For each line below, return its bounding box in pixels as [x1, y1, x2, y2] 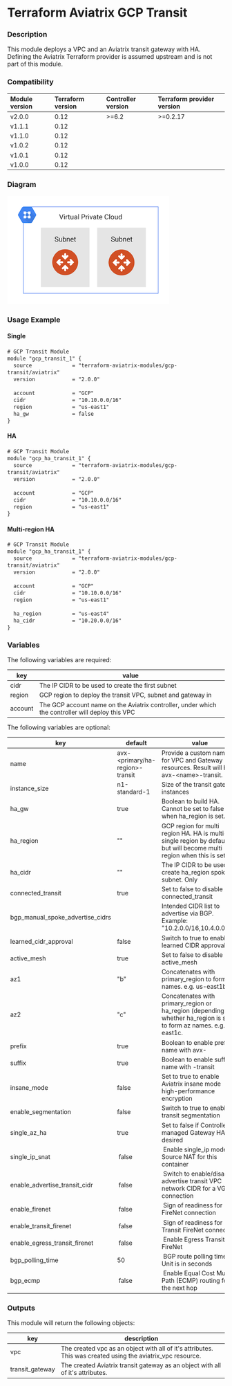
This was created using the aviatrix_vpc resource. [61, 1351, 202, 1360]
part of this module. [7, 60, 64, 69]
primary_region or [161, 999, 212, 1007]
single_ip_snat [10, 1152, 50, 1160]
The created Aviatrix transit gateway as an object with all [61, 1361, 222, 1369]
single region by [161, 836, 207, 845]
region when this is [161, 851, 215, 859]
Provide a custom [161, 749, 212, 757]
